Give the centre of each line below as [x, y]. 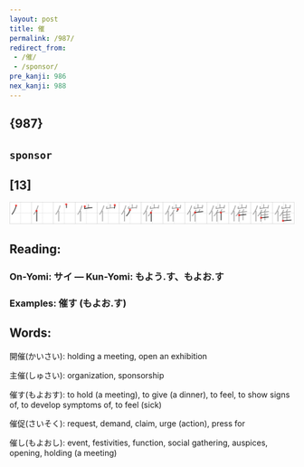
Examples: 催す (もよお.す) [68, 303]
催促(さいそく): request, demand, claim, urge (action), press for [128, 423]
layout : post [34, 19]
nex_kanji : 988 [38, 86]
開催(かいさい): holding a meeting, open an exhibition [109, 356]
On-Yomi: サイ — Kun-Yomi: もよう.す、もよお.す [117, 277]
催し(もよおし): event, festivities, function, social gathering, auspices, [139, 443]
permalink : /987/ [42, 38]
